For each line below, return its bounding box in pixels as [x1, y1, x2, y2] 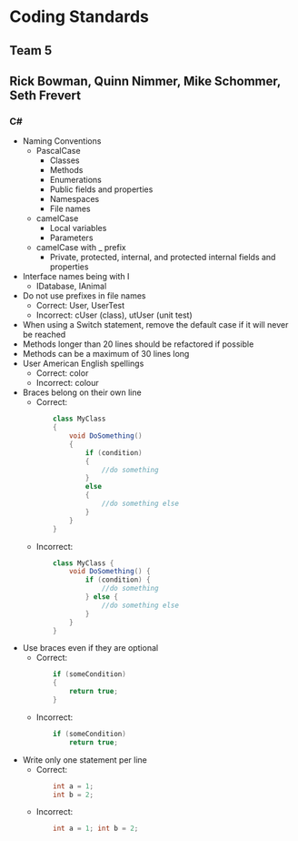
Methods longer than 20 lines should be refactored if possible [22, 339, 254, 350]
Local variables [49, 223, 107, 234]
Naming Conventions [22, 136, 102, 147]
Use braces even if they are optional [22, 643, 159, 654]
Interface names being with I [22, 271, 130, 282]
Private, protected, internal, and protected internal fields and [49, 252, 276, 263]
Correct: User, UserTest [35, 300, 125, 311]
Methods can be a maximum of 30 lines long [22, 349, 190, 360]
